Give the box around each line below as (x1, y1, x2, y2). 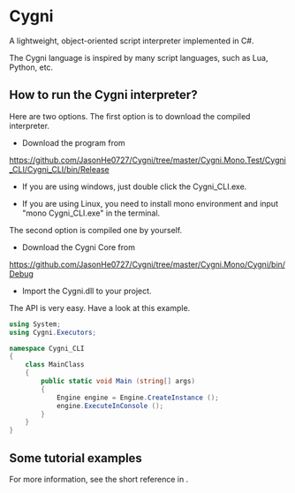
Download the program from (21, 137, 125, 148)
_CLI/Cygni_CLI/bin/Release (9, 163, 110, 174)
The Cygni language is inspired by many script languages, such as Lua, (9, 52, 269, 63)
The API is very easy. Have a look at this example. (9, 302, 191, 313)
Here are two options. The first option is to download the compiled (9, 110, 251, 121)
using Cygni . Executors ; (9, 328, 97, 337)
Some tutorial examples (9, 451, 143, 466)
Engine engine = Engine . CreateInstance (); (56, 393, 219, 402)
